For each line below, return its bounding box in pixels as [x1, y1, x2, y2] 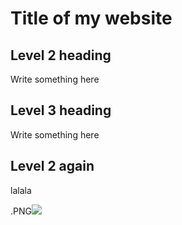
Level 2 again [10, 158, 95, 175]
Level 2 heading [10, 47, 112, 64]
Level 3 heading [10, 102, 112, 119]
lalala [10, 184, 32, 196]
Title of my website [10, 7, 173, 30]
